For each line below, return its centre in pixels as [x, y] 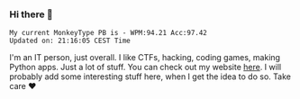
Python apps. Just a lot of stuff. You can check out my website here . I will [145, 67]
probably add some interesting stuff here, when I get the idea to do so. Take [150, 76]
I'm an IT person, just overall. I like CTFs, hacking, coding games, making [145, 58]
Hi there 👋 [32, 14]
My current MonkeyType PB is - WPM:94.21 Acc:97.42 [108, 33]
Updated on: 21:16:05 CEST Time [70, 41]
